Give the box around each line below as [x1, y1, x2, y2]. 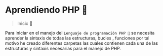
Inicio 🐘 [17, 20, 33, 26]
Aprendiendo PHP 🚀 [5, 4, 88, 16]
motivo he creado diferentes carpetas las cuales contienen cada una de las [5, 40, 158, 46]
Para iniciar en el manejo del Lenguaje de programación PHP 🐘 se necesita [5, 30, 155, 36]
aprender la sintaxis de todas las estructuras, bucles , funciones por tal [5, 35, 150, 41]
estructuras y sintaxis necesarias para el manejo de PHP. [5, 45, 121, 51]
